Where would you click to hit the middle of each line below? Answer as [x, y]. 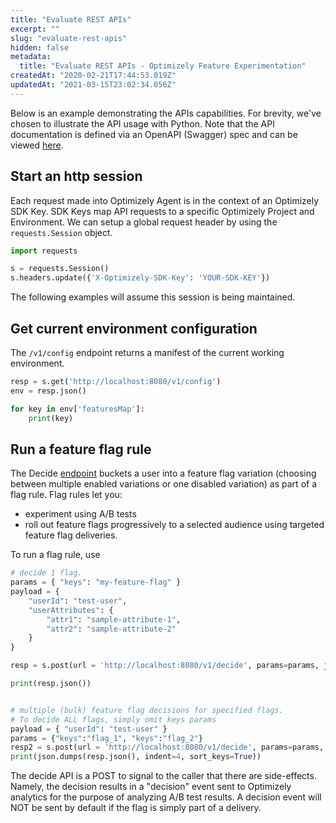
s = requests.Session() [60, 269]
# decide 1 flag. [46, 573]
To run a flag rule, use [55, 555]
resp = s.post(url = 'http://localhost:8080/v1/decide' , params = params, [165, 666]
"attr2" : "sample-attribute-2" [111, 629]
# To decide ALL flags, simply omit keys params [113, 719]
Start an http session [76, 176]
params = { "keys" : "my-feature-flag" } [96, 582]
